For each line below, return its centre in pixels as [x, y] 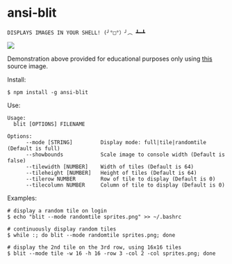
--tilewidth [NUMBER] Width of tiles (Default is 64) [110, 166]
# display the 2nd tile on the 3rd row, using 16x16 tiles [94, 247]
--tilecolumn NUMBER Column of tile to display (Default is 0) [125, 185]
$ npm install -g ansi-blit [48, 92]
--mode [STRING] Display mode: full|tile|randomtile [116, 142]
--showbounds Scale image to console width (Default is [125, 155]
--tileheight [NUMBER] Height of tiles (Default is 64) [111, 173]
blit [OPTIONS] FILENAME [49, 124]
